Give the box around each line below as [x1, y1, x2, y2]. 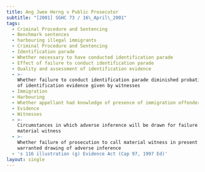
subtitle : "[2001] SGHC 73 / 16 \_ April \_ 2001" [6, 15, 127, 21]
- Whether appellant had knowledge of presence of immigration [12, 99, 176, 106]
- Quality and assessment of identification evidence [12, 65, 151, 72]
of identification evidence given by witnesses [17, 83, 140, 89]
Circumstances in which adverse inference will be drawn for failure [17, 123, 198, 129]
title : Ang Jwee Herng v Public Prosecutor [6, 9, 119, 15]
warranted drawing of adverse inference [17, 145, 121, 151]
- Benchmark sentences [12, 32, 70, 38]
